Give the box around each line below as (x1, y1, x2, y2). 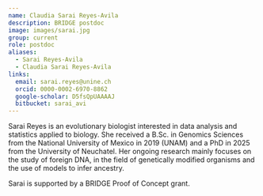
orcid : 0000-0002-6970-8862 (15, 85, 109, 93)
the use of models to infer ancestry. (8, 164, 124, 173)
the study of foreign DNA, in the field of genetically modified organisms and (8, 155, 255, 164)
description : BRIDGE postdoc (8, 19, 105, 27)
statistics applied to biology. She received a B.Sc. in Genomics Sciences (8, 130, 244, 139)
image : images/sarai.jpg (8, 26, 90, 34)
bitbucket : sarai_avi (15, 100, 87, 107)
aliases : (8, 48, 37, 56)
